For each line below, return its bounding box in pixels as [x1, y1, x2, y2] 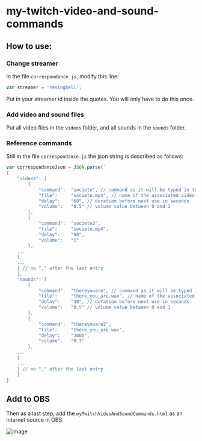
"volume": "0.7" [38, 338, 85, 344]
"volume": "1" [38, 237, 79, 243]
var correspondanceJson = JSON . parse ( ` [6, 164, 106, 170]
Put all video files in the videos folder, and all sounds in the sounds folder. [6, 124, 186, 131]
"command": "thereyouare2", [38, 321, 112, 327]
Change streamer [6, 59, 59, 67]
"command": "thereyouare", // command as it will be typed [38, 287, 192, 293]
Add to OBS [6, 393, 50, 404]
